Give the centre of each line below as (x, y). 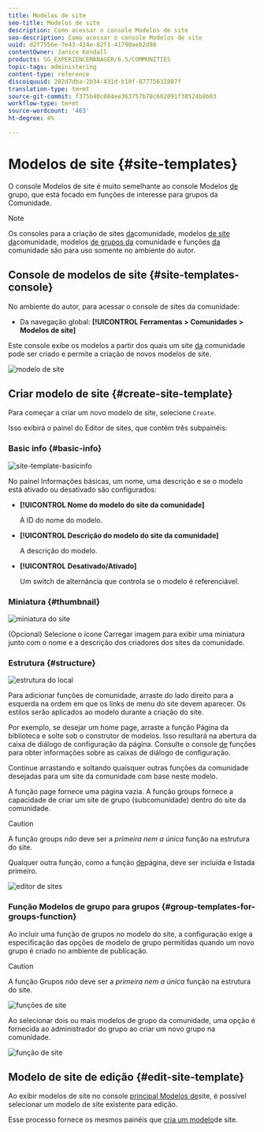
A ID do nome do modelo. (61, 520)
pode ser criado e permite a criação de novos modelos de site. (110, 354)
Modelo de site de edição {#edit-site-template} (126, 1077)
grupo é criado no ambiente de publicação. (78, 950)
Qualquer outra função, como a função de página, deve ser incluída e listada (132, 863)
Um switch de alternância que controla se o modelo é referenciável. (129, 581)
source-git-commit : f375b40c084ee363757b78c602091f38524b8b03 (112, 96)
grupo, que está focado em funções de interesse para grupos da (113, 194)
